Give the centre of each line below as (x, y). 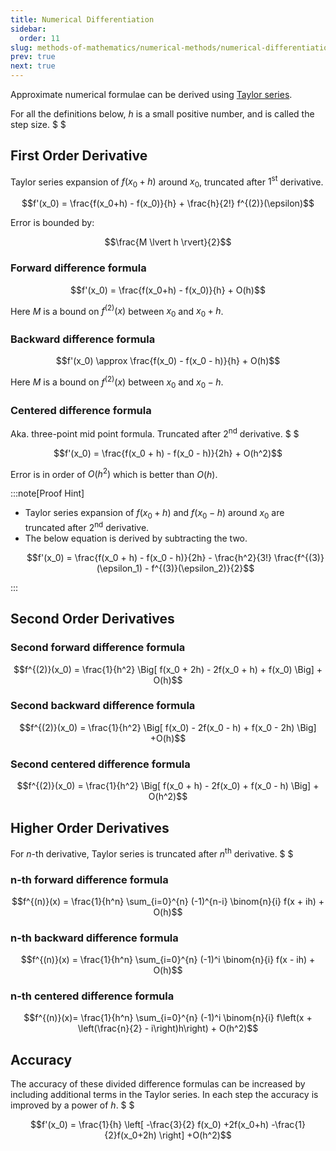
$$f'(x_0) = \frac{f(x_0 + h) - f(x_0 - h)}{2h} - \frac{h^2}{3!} (149, 557)
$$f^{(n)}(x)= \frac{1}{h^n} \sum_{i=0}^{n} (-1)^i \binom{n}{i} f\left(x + (168, 1018)
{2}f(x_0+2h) (130, 1135)
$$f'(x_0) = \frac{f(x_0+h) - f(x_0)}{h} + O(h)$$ (168, 290)
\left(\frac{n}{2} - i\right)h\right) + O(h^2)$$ (168, 1028)
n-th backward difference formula (94, 938)
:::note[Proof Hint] (47, 493)
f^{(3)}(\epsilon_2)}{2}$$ (203, 568)
